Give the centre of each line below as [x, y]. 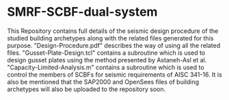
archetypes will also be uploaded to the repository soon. [86, 89]
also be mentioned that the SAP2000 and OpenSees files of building [103, 82]
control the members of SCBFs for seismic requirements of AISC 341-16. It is [114, 74]
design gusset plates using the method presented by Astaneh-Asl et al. [107, 60]
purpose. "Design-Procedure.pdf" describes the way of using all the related [114, 45]
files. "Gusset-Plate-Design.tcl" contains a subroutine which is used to [106, 53]
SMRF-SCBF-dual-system [82, 12]
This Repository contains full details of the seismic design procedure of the [113, 31]
